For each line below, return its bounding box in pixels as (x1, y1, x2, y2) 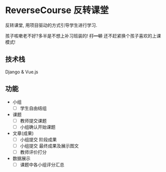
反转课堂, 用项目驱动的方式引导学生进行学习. (5, 22, 98, 28)
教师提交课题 (20, 117, 47, 123)
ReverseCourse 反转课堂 (5, 5, 109, 16)
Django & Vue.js (5, 69, 39, 75)
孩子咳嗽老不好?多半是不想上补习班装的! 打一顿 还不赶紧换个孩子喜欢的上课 (5, 33, 161, 39)
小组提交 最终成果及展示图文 (20, 142, 79, 148)
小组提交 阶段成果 (20, 136, 57, 142)
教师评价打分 (20, 149, 47, 155)
